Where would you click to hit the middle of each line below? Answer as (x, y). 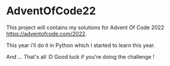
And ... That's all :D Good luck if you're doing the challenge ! (80, 56)
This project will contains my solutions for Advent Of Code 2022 (85, 27)
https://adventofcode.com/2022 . (47, 33)
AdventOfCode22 (51, 11)
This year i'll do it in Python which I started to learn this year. (81, 45)
